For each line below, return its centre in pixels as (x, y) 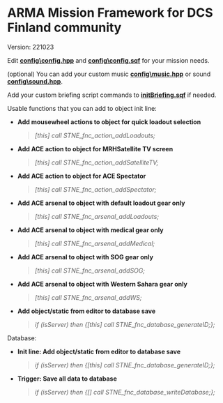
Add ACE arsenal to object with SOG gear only (85, 257)
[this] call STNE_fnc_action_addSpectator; (95, 189)
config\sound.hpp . (35, 81)
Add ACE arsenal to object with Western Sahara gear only (102, 284)
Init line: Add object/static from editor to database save (99, 351)
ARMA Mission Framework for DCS (110, 13)
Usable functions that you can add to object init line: (82, 108)
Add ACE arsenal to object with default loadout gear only (101, 203)
